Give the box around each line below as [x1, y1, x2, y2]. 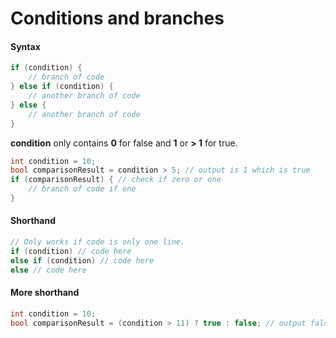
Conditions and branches [10, 7, 225, 30]
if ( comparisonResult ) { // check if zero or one [10, 175, 222, 185]
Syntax [10, 40, 41, 52]
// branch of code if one [28, 184, 137, 194]
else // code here [10, 265, 87, 275]
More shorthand [10, 287, 80, 299]
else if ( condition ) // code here [10, 255, 155, 266]
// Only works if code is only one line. [10, 237, 186, 247]
